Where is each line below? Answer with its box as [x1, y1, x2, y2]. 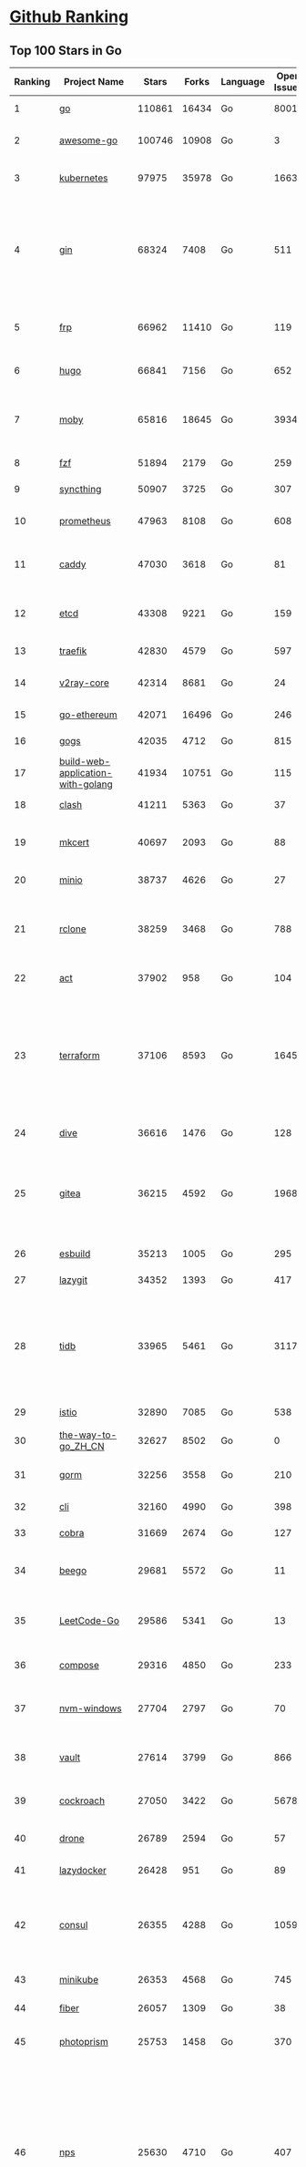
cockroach [58, 1794, 106, 1807]
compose [58, 1659, 100, 1671]
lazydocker [58, 1864, 107, 1876]
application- [58, 767, 113, 779]
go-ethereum [58, 708, 118, 721]
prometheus [58, 515, 111, 527]
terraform [58, 1049, 100, 1061]
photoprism [58, 2036, 109, 2048]
